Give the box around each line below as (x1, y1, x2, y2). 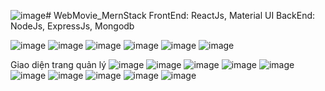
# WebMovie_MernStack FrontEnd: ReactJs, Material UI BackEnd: (45, 10, 316, 21)
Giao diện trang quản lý (10, 59, 107, 70)
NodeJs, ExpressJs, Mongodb (10, 20, 135, 32)
